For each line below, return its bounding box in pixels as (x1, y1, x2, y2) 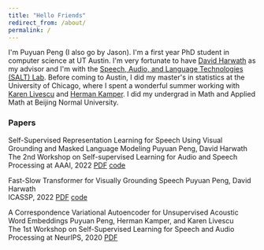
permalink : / (8, 26, 51, 34)
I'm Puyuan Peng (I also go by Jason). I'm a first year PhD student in (8, 48, 230, 57)
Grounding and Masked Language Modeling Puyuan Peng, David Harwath (8, 143, 248, 153)
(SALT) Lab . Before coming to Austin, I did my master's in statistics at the (8, 72, 246, 83)
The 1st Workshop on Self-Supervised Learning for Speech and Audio (8, 224, 235, 233)
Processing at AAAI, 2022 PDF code (8, 160, 126, 170)
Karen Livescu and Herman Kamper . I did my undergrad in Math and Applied (8, 90, 256, 99)
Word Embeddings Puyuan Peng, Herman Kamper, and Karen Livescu (8, 215, 234, 225)
